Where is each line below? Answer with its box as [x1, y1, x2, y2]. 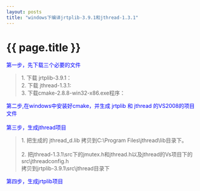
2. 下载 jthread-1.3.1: [21, 82, 72, 89]
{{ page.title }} [6, 41, 81, 55]
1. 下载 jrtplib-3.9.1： [21, 74, 72, 82]
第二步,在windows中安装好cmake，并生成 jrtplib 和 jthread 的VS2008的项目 [6, 102, 195, 110]
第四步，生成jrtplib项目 [6, 178, 64, 185]
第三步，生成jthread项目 [6, 124, 67, 131]
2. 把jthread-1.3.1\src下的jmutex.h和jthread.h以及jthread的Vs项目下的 [21, 151, 193, 158]
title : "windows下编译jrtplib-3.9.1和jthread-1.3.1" [6, 15, 139, 21]
